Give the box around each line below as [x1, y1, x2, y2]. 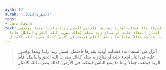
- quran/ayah [5, 21, 32, 26]
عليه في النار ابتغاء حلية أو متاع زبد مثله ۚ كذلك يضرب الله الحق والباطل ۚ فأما [17, 54, 155, 60]
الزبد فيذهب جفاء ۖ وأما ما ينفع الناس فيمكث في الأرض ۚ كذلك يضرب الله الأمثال [17, 59, 161, 65]
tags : [5, 16, 16, 21]
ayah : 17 [5, 7, 23, 12]
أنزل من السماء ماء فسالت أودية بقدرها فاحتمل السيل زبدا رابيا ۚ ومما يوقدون [17, 48, 157, 54]
